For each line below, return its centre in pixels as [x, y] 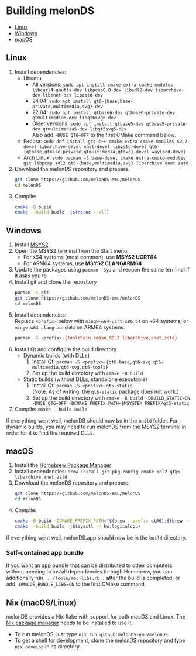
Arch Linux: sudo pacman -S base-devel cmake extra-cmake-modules [104, 157]
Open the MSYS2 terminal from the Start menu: [71, 251]
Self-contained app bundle [45, 552]
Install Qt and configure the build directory [66, 349]
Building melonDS [50, 11]
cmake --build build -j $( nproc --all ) [62, 212]
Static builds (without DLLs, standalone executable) [85, 379]
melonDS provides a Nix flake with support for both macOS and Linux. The [96, 616]
